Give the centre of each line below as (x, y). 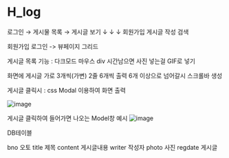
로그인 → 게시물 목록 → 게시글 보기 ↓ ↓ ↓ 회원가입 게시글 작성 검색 (98, 32)
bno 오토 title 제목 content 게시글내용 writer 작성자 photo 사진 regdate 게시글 (112, 147)
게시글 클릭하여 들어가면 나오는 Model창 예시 (67, 118)
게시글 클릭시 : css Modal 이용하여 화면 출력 (66, 90)
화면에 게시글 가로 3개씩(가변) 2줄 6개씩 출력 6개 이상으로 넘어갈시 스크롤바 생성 (115, 76)
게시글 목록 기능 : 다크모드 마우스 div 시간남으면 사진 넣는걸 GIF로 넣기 (101, 61)
